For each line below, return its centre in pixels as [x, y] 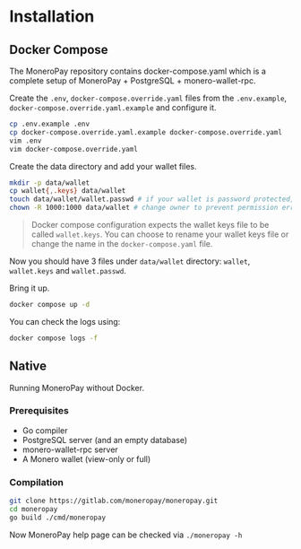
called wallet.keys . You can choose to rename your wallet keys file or [160, 234]
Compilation [37, 482]
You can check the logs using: [65, 321]
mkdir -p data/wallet [50, 183]
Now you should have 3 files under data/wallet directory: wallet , [130, 261]
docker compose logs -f [54, 338]
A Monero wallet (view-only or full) [86, 458]
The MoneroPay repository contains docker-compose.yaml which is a [138, 71]
